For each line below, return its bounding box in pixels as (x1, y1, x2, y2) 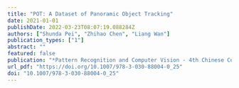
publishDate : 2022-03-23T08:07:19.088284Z (7, 23, 135, 31)
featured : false (7, 50, 55, 57)
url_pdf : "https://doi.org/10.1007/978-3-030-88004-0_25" (7, 63, 183, 70)
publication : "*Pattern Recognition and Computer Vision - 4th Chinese (7, 57, 224, 64)
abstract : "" (7, 43, 46, 50)
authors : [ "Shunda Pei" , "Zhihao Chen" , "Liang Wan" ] (7, 30, 171, 38)
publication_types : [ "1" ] (7, 37, 84, 44)
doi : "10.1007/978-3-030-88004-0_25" (7, 70, 119, 77)
